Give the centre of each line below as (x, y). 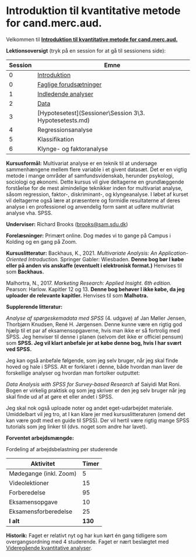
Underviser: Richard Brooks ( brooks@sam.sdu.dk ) (67, 224)
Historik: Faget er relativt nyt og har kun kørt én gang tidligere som (87, 535)
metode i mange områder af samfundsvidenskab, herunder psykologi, (90, 175)
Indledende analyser (65, 94)
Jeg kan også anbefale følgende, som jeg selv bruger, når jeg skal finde (92, 360)
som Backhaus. (25, 271)
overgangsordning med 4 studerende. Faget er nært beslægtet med (87, 541)
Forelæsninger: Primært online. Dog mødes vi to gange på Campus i (88, 236)
